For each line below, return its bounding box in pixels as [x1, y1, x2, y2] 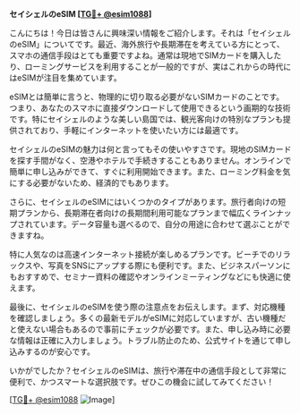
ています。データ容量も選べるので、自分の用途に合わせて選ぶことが [32, 219, 283, 229]
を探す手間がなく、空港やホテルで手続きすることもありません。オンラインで [9, 156, 292, 165]
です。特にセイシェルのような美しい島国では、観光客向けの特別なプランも [9, 114, 284, 124]
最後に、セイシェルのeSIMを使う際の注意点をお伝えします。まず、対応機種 [9, 301, 286, 312]
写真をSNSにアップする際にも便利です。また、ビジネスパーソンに [47, 260, 291, 271]
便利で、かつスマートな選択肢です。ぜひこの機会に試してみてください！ [9, 376, 275, 387]
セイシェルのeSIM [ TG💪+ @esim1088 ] [9, 9, 152, 19]
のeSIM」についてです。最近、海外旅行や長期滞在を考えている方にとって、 [9, 39, 285, 49]
